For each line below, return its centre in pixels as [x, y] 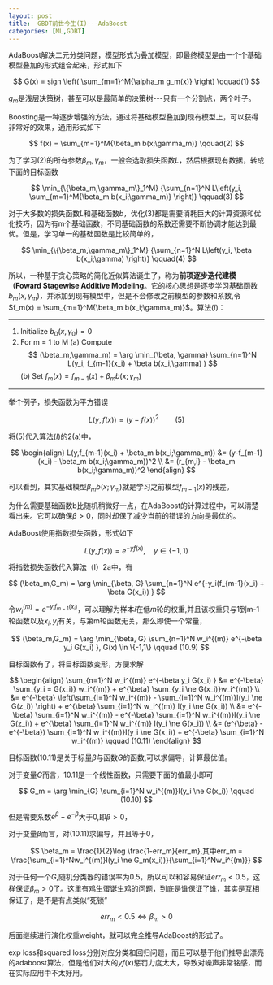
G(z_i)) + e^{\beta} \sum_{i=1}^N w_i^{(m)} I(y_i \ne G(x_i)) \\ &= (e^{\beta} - [136, 723]
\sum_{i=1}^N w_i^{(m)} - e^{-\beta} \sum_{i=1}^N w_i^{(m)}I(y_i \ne [148, 714]
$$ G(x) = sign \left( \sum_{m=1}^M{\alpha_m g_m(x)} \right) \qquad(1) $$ [136, 81]
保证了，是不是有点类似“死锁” [58, 900]
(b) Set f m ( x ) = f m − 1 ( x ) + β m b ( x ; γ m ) [81, 377]
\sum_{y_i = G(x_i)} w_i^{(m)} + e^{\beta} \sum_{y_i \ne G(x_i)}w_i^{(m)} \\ [136, 688]
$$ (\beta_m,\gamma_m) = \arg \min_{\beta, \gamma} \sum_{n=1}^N [143, 354]
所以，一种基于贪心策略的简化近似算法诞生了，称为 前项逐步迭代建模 [122, 275]
